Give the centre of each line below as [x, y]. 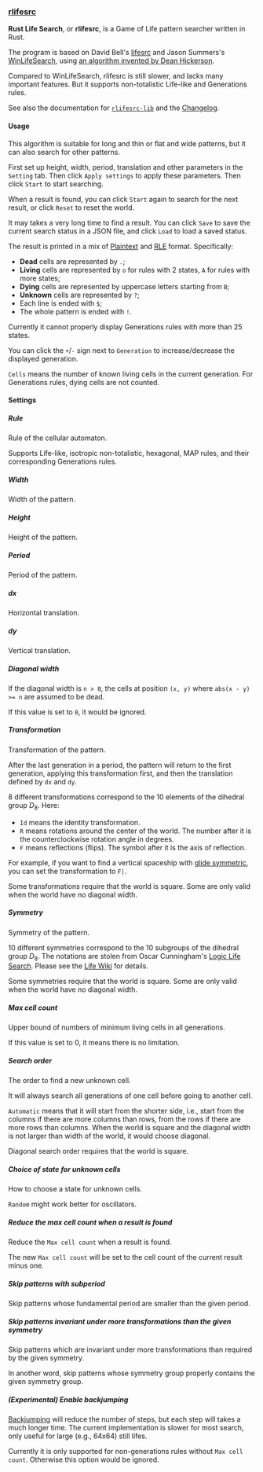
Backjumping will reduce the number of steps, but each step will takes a [124, 1419]
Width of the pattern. [42, 499]
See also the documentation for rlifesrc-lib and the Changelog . [114, 108]
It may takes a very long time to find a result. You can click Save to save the [130, 222]
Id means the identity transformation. [80, 822]
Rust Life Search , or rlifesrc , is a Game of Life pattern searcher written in [127, 29]
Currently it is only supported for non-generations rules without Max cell [126, 1452]
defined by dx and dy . [42, 781]
